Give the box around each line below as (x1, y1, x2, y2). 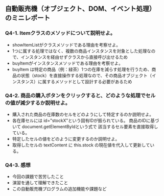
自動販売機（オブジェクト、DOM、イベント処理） (5, 4, 156, 13)
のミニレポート (5, 14, 50, 22)
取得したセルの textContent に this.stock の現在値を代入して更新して (12, 142, 150, 148)
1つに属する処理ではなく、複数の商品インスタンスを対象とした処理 (12, 48, 147, 54)
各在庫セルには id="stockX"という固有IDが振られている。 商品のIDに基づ (12, 117, 159, 123)
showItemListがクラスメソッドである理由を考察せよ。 (12, 42, 121, 48)
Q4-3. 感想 (5, 161, 31, 168)
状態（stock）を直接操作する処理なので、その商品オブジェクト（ (21, 73, 152, 78)
